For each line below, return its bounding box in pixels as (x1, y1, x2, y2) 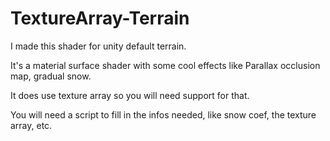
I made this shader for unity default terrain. (10, 40, 187, 52)
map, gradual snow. (10, 70, 92, 82)
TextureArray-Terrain (10, 7, 190, 30)
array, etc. (10, 119, 53, 131)
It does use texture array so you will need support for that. (10, 89, 250, 101)
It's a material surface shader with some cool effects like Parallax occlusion (10, 59, 321, 71)
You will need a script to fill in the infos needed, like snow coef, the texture (10, 108, 317, 121)
